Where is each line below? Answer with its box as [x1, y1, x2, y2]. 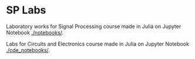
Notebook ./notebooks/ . [6, 29, 63, 36]
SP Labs [6, 4, 46, 17]
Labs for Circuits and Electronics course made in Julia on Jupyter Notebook [6, 40, 190, 47]
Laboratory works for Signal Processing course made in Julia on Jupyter [6, 23, 181, 30]
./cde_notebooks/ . [6, 46, 50, 53]
